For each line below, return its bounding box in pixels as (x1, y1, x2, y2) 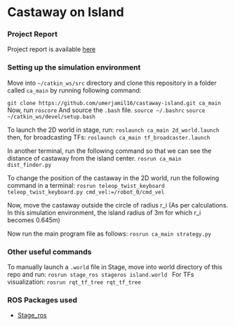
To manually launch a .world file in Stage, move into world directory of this (7, 263, 222, 271)
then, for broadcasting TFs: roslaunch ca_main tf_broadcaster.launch (7, 133, 210, 141)
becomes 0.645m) (7, 215, 61, 224)
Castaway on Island (7, 4, 124, 20)
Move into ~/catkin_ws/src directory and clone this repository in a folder (7, 79, 217, 87)
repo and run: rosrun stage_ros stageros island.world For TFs (7, 271, 194, 279)
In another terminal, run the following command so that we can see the (7, 147, 212, 155)
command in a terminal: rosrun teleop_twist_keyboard (7, 181, 165, 189)
